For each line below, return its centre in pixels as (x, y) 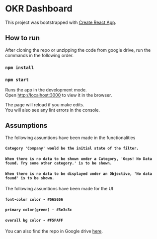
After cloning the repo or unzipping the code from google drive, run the (78, 50)
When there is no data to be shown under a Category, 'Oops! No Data (79, 159)
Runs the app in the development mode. (46, 89)
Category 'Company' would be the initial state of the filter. (72, 149)
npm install (20, 67)
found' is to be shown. (30, 178)
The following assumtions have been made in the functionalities (70, 138)
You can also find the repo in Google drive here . (54, 231)
